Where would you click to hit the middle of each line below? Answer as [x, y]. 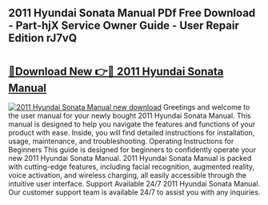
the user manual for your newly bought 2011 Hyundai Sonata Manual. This [130, 116]
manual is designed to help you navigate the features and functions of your [132, 124]
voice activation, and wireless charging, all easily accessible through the [127, 175]
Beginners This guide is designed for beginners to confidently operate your [132, 150]
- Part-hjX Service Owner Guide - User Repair [124, 26]
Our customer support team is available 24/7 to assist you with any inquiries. [134, 192]
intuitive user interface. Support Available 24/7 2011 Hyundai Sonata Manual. [134, 184]
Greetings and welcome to [206, 107]
